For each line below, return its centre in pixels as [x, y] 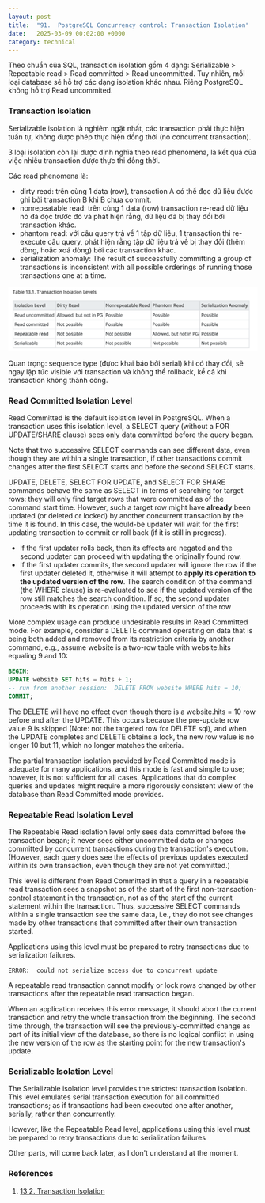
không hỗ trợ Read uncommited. [61, 90]
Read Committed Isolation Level [70, 400]
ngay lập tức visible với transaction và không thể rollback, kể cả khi [117, 371]
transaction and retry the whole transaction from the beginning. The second [132, 1018]
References [31, 1174]
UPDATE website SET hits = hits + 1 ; [70, 680]
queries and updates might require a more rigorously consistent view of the [131, 786]
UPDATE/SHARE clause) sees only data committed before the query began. [131, 435]
